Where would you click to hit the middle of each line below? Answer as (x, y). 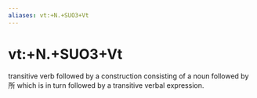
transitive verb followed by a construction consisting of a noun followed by (128, 76)
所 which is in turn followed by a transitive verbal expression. (106, 85)
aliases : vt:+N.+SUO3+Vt (49, 15)
